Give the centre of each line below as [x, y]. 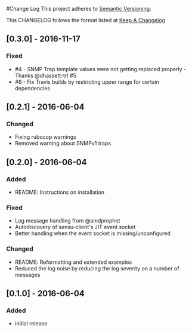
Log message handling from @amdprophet [67, 221]
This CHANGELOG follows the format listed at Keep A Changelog [86, 20]
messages [27, 275]
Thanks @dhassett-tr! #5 [45, 75]
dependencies [32, 88]
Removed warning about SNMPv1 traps [63, 144]
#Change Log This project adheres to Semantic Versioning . [79, 9]
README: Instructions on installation [59, 192]
